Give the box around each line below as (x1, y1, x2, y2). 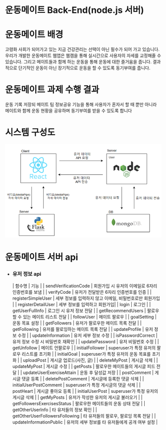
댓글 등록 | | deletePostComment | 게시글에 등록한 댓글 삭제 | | (21, 376, 144, 381)
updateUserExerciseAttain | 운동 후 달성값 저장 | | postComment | (23, 370, 154, 376)
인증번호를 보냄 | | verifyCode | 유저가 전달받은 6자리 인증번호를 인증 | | (12, 289, 152, 295)
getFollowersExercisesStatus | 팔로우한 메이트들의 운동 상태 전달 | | (12, 400, 145, 406)
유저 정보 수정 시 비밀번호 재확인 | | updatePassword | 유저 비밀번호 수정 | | (12, 338, 160, 344)
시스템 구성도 (5, 127, 55, 138)
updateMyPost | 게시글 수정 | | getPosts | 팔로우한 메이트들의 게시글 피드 (12, 363, 156, 369)
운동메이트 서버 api (5, 252, 78, 263)
